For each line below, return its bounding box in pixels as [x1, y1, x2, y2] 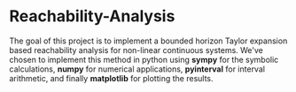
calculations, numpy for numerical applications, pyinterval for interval [9, 64, 266, 74]
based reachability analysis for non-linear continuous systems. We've [9, 44, 264, 55]
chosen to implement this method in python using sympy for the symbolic [9, 54, 279, 65]
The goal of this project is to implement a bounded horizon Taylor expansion [9, 35, 288, 46]
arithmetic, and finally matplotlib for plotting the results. [9, 73, 214, 83]
